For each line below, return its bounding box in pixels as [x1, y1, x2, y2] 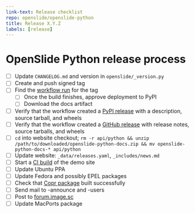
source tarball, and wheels [14, 114, 82, 121]
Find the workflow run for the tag [14, 86, 99, 94]
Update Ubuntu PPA [14, 165, 66, 173]
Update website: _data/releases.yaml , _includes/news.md [14, 151, 160, 159]
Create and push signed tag [14, 80, 85, 87]
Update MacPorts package [14, 200, 83, 207]
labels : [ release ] [6, 26, 53, 32]
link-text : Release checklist [6, 9, 83, 15]
